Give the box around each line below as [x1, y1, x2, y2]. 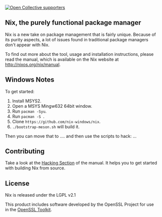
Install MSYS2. [12, 98, 42, 104]
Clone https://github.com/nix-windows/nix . [12, 118, 101, 124]
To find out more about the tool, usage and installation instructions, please [5, 51, 154, 57]
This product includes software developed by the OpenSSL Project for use [5, 201, 154, 207]
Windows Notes [5, 76, 54, 84]
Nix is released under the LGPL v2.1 [5, 192, 76, 198]
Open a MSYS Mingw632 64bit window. [12, 103, 92, 109]
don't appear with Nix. [5, 42, 50, 48]
